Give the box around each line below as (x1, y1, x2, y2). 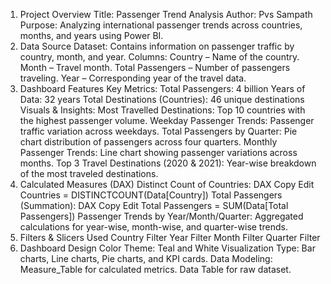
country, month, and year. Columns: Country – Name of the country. (19, 51, 300, 63)
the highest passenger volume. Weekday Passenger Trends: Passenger (19, 115, 315, 126)
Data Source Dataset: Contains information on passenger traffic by (19, 40, 295, 52)
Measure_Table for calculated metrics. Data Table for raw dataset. (19, 264, 292, 275)
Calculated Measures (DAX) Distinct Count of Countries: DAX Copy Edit (19, 179, 315, 190)
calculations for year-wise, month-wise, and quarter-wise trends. (19, 221, 288, 233)
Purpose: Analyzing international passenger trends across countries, (19, 19, 303, 31)
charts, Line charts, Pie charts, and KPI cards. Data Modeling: (19, 253, 273, 264)
